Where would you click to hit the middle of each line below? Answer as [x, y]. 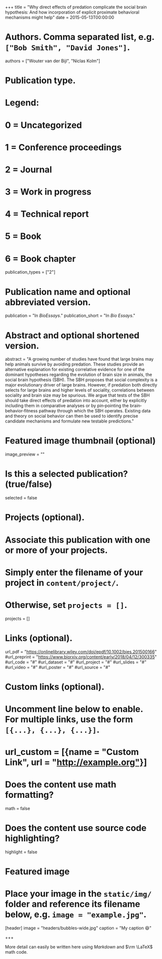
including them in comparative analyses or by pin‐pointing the [67, 406]
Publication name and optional [68, 292]
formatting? [29, 795]
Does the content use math [61, 784]
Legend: [22, 103]
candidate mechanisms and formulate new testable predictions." [70, 421]
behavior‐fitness [21, 411]
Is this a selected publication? [66, 474]
